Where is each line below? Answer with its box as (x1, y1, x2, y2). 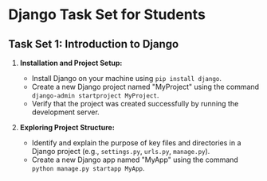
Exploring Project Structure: (19, 123, 116, 132)
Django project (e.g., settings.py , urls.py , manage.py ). (31, 147, 210, 156)
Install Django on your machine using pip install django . (31, 74, 222, 83)
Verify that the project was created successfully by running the (31, 99, 239, 108)
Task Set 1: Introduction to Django (8, 37, 179, 51)
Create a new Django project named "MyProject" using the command (31, 82, 260, 91)
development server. (31, 107, 100, 117)
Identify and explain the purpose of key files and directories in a (31, 138, 241, 148)
